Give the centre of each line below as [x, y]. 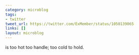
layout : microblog [24, 33]
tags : [11, 14]
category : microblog [27, 10]
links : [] [16, 28]
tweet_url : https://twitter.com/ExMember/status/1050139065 [70, 24]
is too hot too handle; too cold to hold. [45, 47]
